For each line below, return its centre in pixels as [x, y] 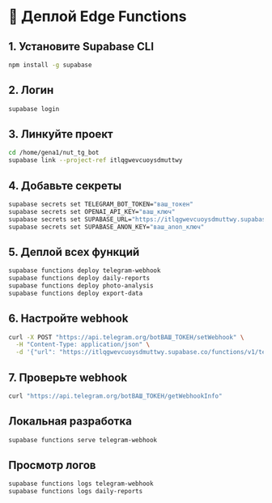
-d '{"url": [36, 352]
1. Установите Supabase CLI [81, 47]
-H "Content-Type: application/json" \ [83, 345]
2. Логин [31, 90]
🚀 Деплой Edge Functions [98, 17]
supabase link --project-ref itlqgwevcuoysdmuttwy [96, 160]
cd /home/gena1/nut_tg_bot [54, 153]
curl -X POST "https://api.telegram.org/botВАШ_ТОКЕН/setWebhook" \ [126, 337]
